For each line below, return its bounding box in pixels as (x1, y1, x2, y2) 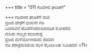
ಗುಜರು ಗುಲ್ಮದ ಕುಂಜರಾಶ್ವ (5, 31, 43, 37)
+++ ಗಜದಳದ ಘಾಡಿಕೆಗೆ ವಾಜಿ (5, 14, 50, 20)
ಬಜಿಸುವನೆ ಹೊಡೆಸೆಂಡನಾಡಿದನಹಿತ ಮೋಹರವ (5, 25, 70, 31)
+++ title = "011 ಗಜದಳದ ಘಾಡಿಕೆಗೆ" (5, 4, 66, 10)
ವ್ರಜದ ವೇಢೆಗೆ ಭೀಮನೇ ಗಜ (5, 20, 45, 25)
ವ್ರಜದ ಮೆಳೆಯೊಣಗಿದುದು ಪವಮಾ (5, 37, 54, 42)
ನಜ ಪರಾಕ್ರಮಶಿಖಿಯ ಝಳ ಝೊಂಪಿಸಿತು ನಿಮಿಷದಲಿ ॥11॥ (5, 42, 88, 48)
